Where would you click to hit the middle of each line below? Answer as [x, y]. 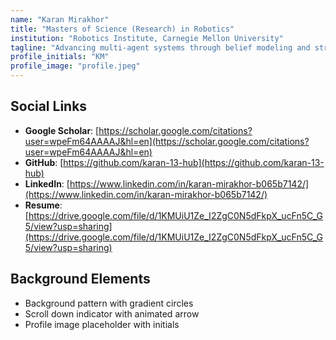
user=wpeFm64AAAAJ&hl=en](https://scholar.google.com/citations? [167, 141]
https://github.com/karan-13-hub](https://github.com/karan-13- [194, 162]
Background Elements [80, 279]
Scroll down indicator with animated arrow [112, 313]
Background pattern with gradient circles [109, 303]
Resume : [43, 205]
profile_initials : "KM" [60, 57]
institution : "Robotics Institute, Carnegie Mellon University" [147, 38]
